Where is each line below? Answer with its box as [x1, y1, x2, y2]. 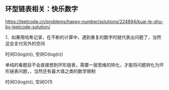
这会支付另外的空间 [5, 40, 45, 46]
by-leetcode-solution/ [5, 24, 50, 30]
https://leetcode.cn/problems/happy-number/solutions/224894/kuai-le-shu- [5, 18, 163, 24]
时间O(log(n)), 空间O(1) [5, 78, 53, 84]
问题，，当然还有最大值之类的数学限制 [18, 68, 96, 74]
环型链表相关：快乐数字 [5, 5, 78, 14]
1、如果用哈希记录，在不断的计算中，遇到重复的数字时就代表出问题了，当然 [5, 34, 161, 40]
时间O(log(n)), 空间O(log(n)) [5, 51, 63, 57]
